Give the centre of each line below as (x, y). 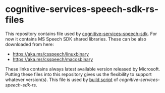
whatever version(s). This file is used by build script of (62, 79)
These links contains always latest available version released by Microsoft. (83, 69)
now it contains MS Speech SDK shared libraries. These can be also (76, 39)
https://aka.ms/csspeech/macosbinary (53, 59)
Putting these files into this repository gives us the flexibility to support (79, 74)
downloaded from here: (30, 44)
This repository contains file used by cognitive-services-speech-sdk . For (81, 33)
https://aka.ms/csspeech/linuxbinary (51, 54)
